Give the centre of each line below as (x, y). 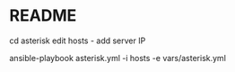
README (43, 16)
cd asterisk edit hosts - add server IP (78, 40)
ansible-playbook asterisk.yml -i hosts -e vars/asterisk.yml (118, 58)
